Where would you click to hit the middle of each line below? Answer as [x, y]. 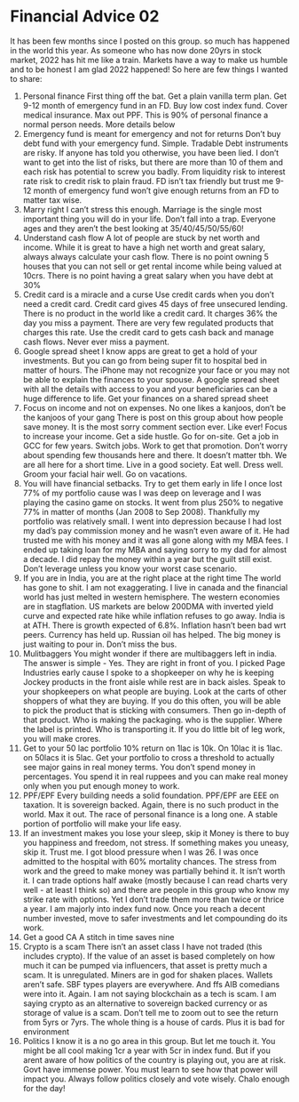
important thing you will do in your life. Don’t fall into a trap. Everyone [149, 219]
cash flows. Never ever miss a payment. [96, 342]
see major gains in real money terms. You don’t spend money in [139, 767]
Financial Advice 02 [85, 16]
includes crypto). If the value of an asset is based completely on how [149, 956]
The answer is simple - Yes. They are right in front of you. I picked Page [154, 663]
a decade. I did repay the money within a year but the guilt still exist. [147, 559]
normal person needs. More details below [99, 124]
